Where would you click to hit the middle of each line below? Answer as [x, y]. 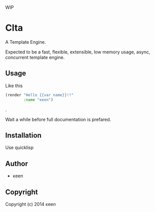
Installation [23, 135]
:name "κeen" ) [38, 100]
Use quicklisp [20, 148]
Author [17, 163]
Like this [14, 86]
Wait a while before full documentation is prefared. [58, 119]
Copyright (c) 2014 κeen [30, 204]
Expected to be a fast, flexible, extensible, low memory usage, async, [78, 52]
